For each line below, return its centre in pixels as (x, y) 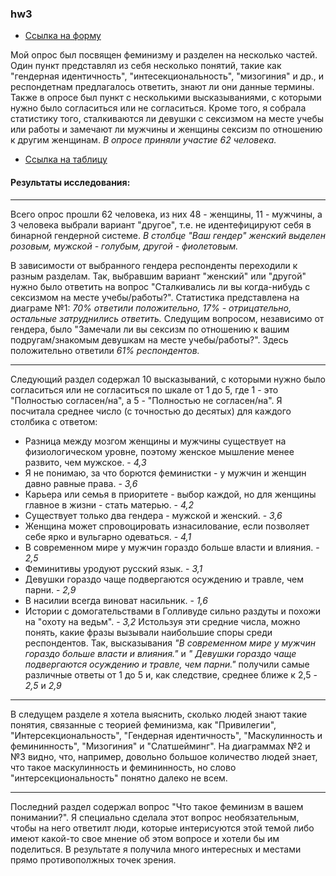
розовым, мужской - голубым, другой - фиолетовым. (124, 246)
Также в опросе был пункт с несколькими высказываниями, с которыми (166, 98)
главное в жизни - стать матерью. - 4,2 (109, 504)
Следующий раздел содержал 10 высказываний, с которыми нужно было (168, 379)
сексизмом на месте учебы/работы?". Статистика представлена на (155, 297)
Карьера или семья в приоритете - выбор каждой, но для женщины (170, 494)
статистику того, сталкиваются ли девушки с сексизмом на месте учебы (167, 119)
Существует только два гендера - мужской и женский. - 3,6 (153, 515)
